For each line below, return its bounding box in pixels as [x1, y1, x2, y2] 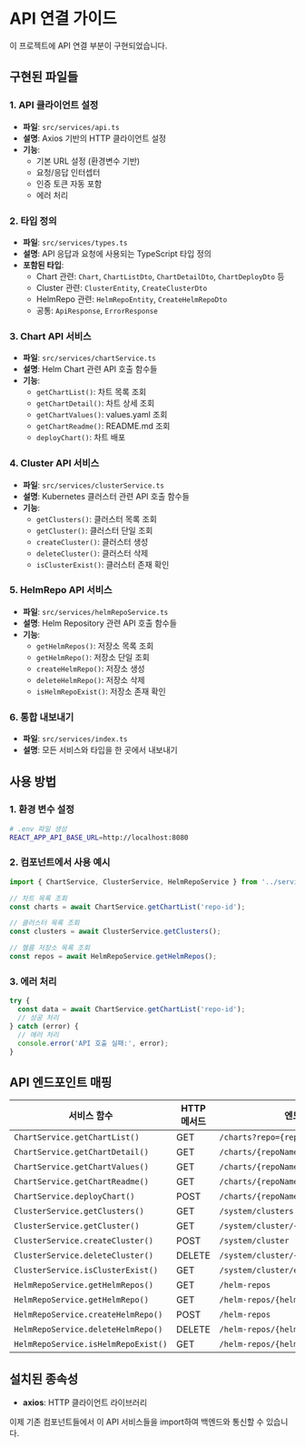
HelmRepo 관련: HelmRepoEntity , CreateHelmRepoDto [35, 293, 228, 305]
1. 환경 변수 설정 [9, 803, 74, 816]
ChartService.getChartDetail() [14, 1147, 150, 1158]
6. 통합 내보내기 [9, 710, 74, 723]
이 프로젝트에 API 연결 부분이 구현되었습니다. [9, 40, 168, 51]
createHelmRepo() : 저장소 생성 [35, 663, 145, 674]
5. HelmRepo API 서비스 [9, 584, 113, 597]
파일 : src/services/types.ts [22, 236, 128, 247]
